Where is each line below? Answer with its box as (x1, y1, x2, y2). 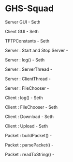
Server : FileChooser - (5, 85, 49, 91)
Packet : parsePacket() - (5, 142, 54, 148)
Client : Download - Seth (5, 113, 54, 120)
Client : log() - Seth (5, 95, 43, 101)
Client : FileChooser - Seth (5, 104, 58, 110)
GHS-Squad (5, 3, 54, 14)
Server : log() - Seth (5, 57, 45, 62)
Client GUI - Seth (5, 28, 39, 34)
